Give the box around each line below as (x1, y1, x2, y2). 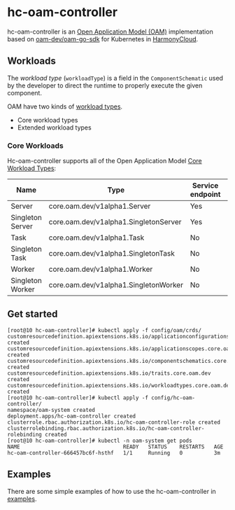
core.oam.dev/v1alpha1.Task (48, 233, 145, 242)
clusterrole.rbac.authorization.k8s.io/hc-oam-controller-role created (7, 418, 220, 426)
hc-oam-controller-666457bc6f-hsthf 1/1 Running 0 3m (7, 449, 220, 456)
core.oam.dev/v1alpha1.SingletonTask (48, 249, 175, 259)
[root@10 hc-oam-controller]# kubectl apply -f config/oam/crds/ (7, 326, 201, 333)
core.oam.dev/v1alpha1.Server (48, 201, 151, 211)
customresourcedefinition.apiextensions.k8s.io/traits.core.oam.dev (7, 369, 211, 377)
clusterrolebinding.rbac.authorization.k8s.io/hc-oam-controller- (7, 425, 205, 432)
